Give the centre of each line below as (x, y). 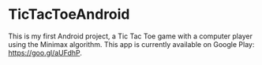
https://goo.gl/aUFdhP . (45, 52)
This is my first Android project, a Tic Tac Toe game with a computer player (130, 36)
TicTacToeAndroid (69, 14)
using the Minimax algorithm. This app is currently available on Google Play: (131, 44)
